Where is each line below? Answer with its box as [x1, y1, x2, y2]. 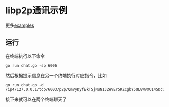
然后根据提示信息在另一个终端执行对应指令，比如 [5, 72, 107, 78]
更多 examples [5, 22, 34, 28]
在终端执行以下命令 [5, 52, 45, 59]
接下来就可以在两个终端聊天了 [5, 96, 67, 102]
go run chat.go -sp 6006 [5, 63, 57, 68]
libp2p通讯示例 [5, 5, 68, 16]
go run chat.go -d [5, 82, 44, 87]
